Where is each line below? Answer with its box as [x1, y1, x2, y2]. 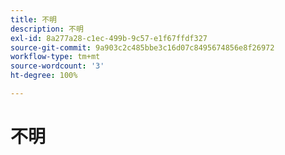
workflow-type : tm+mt [10, 52, 101, 62]
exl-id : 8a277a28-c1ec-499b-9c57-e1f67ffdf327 [10, 33, 208, 43]
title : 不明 [10, 14, 57, 25]
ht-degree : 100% [10, 71, 78, 81]
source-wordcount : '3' [10, 61, 105, 71]
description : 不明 [10, 24, 84, 34]
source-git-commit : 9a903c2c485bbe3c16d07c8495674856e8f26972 [10, 42, 275, 53]
